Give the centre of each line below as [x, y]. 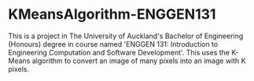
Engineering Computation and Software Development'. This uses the [119, 52]
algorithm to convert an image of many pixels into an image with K [139, 61]
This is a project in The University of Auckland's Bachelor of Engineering [126, 36]
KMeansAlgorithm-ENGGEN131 [112, 14]
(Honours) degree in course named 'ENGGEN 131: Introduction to [113, 44]
